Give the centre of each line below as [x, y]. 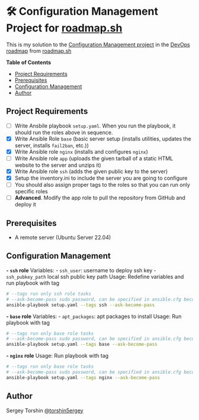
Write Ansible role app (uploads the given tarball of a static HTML [94, 158]
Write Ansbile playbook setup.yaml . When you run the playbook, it [95, 126]
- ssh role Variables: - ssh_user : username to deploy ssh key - [81, 270]
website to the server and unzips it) [58, 165]
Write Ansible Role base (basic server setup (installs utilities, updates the [103, 139]
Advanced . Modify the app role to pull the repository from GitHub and [100, 198]
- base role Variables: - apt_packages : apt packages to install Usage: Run [94, 316]
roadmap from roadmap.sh [39, 50]
